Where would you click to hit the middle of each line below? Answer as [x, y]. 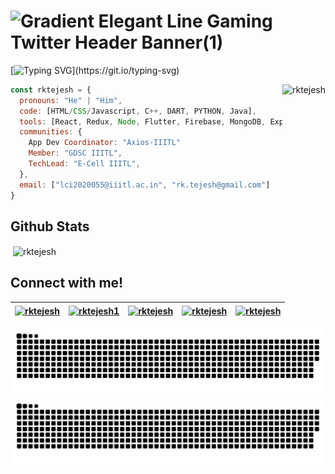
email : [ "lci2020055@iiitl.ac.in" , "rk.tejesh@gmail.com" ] [145, 185]
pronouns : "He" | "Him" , [71, 100]
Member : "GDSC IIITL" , [75, 153]
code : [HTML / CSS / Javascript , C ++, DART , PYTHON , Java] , [138, 111]
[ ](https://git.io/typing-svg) [95, 70]
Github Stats [50, 226]
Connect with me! [67, 283]
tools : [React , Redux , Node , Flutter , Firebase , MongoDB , [143, 121]
